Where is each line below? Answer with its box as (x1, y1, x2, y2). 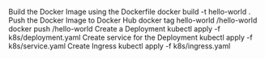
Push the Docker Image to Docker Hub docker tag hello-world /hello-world (8, 15, 258, 25)
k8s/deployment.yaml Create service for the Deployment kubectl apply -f (8, 32, 253, 42)
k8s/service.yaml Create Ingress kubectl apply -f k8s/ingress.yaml (8, 41, 231, 51)
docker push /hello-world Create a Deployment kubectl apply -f (8, 24, 220, 33)
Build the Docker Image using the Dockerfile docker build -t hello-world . (8, 7, 251, 16)
